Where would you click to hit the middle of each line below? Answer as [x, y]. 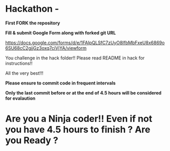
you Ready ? [32, 141]
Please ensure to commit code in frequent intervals [61, 83]
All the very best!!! [24, 73]
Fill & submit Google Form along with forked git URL [61, 33]
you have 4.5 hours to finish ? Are [78, 130]
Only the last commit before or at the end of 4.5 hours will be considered [83, 93]
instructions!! [19, 63]
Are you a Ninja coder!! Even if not [79, 119]
